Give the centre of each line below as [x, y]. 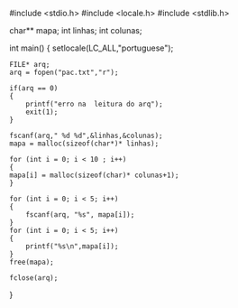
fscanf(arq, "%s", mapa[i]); [80, 215]
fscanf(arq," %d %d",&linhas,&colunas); [87, 135]
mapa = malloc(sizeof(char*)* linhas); [84, 144]
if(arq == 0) [34, 89]
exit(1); [42, 112]
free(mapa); [32, 262]
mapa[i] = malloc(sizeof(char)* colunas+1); [94, 175]
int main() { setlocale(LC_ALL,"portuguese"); [92, 48]
